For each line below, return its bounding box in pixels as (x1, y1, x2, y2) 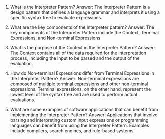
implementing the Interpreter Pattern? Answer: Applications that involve (10, 112, 158, 118)
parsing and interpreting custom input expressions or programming (10, 117, 149, 123)
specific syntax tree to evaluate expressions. (10, 15, 103, 20)
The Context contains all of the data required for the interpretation (10, 50, 147, 56)
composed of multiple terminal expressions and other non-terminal (10, 81, 148, 87)
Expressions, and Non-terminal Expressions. (10, 35, 102, 41)
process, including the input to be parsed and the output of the (10, 55, 140, 61)
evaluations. (10, 97, 35, 103)
